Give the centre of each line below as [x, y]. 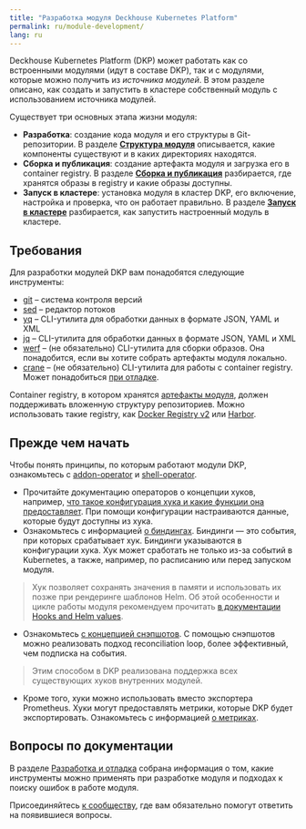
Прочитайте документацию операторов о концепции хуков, [139, 492]
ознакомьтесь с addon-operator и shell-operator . [103, 474]
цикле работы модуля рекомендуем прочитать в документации [156, 606]
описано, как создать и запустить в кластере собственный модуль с [143, 90]
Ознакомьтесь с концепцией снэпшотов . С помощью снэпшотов [149, 634]
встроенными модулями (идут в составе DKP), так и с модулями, [137, 70]
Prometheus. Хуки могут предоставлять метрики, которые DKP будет [158, 708]
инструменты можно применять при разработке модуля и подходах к [146, 778]
